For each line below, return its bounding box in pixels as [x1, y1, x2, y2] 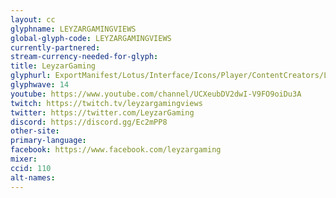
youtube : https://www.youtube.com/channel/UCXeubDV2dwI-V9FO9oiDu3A [10, 89, 302, 99]
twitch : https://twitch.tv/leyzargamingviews [10, 98, 203, 108]
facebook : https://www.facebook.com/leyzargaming [10, 145, 222, 155]
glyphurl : [10, 71, 52, 81]
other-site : [10, 126, 60, 136]
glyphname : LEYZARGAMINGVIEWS [10, 24, 137, 34]
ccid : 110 [10, 163, 52, 173]
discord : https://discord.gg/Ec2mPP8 [10, 117, 168, 127]
